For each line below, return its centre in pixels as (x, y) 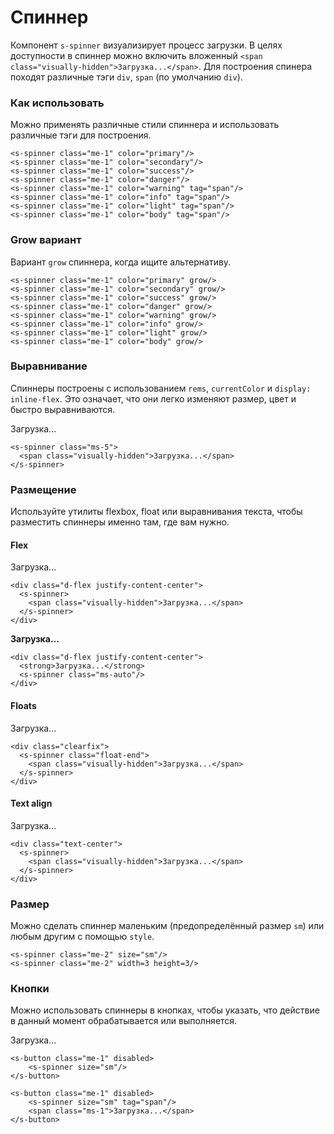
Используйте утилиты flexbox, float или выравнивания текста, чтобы (156, 512)
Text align (31, 803)
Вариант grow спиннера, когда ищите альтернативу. (121, 262)
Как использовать (57, 103)
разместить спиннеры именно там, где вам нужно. (120, 522)
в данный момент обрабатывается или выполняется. (124, 1021)
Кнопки (30, 988)
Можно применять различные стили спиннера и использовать (145, 125)
